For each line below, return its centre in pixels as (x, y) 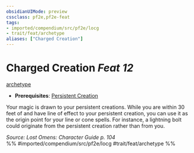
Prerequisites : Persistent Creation (56, 95)
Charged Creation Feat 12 (70, 68)
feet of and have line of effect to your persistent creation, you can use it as (97, 113)
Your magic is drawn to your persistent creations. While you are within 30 (96, 107)
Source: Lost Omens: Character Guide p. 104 (61, 137)
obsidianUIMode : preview (37, 11)
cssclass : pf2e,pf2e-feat (38, 17)
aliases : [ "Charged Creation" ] (45, 39)
